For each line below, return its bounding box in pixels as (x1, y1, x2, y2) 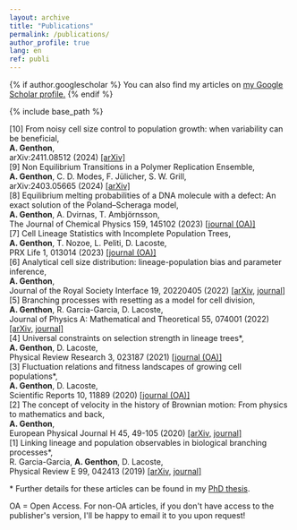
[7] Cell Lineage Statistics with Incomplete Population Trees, (9, 228, 231, 238)
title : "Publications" (9, 21, 94, 30)
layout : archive (9, 13, 70, 22)
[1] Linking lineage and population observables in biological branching (9, 438, 267, 448)
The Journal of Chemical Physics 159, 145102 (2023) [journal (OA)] (9, 218, 256, 229)
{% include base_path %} (9, 107, 104, 116)
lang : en (9, 47, 42, 56)
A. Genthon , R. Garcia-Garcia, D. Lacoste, (9, 304, 164, 314)
